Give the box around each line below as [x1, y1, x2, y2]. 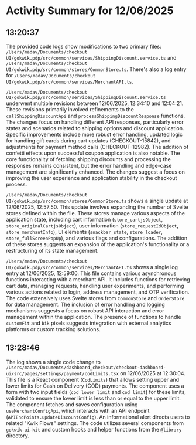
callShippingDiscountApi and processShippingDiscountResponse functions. [6, 113, 185, 119]
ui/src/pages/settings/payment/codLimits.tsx [6, 371, 119, 376]
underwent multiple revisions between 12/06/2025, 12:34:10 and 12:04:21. [6, 100, 184, 107]
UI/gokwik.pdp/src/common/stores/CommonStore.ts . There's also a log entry [6, 66, 187, 73]
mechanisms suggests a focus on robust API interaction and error [6, 307, 164, 314]
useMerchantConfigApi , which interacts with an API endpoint [6, 407, 150, 414]
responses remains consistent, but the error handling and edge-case [6, 162, 172, 169]
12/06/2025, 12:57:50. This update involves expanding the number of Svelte [6, 203, 188, 210]
